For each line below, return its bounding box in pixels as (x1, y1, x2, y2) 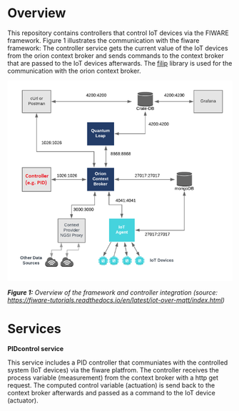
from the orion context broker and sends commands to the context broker (7, 51, 224, 60)
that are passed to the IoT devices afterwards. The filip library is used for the (7, 59, 233, 67)
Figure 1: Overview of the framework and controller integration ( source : (7, 288, 218, 297)
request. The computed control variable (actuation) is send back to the (7, 380, 215, 390)
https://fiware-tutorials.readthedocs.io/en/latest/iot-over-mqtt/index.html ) (7, 295, 225, 304)
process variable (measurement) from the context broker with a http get (7, 373, 219, 382)
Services (7, 320, 62, 337)
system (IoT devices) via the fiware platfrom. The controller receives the (7, 365, 219, 374)
